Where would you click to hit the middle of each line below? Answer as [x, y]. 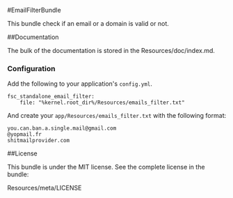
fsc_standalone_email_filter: [51, 97]
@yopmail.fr [24, 135]
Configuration [31, 68]
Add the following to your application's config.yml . [80, 84]
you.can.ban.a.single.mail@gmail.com [62, 128]
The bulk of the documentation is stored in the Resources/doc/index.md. [111, 51]
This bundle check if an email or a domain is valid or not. [88, 23]
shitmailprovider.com [39, 141]
